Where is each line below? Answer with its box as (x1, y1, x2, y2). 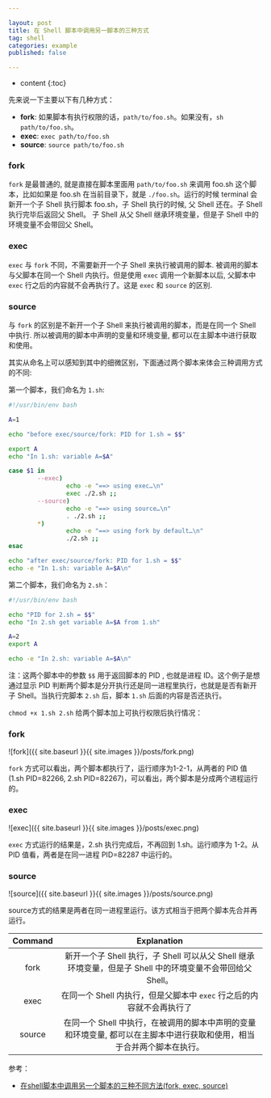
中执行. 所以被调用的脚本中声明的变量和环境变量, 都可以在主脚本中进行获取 (8, 331, 256, 340)
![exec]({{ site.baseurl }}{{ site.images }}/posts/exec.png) (8, 822, 199, 833)
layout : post (8, 19, 52, 27)
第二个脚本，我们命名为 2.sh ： (8, 580, 110, 589)
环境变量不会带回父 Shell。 (8, 220, 98, 230)
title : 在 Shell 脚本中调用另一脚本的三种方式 (8, 26, 149, 35)
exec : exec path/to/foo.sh (19, 131, 110, 141)
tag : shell (8, 34, 45, 42)
